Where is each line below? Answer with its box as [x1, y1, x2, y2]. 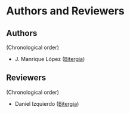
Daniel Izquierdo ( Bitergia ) [14, 100, 79, 107]
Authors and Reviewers [6, 4, 125, 18]
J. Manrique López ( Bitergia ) [14, 56, 85, 62]
